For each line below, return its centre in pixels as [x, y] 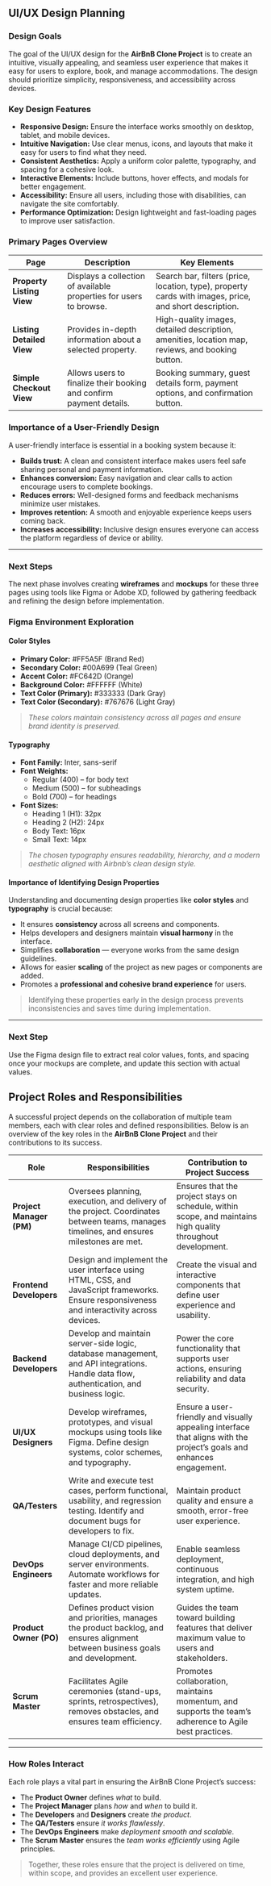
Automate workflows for [114, 1574]
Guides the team [208, 1607]
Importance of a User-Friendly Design [84, 428]
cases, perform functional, [118, 1490]
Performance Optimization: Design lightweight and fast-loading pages [138, 212]
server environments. [108, 1564]
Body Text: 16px [59, 831]
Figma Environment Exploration [71, 622]
